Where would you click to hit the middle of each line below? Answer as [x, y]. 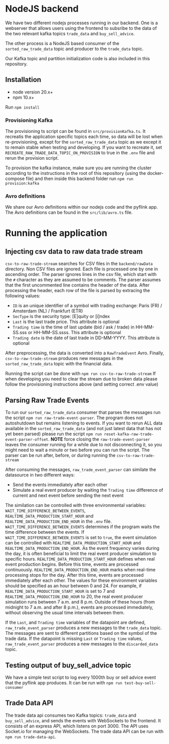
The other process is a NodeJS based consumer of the [62, 43]
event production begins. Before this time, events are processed [72, 565]
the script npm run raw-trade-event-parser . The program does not [74, 418]
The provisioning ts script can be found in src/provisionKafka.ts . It [75, 131]
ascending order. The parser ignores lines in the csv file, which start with [81, 274]
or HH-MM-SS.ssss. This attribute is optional [74, 333]
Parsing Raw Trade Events [47, 400]
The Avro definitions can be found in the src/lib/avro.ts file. [69, 212]
